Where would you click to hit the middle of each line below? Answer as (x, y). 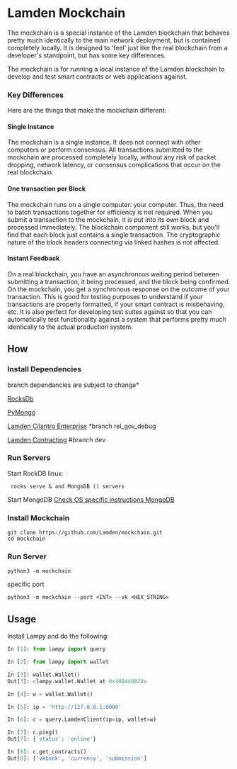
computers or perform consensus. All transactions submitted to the (105, 150)
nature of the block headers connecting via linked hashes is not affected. (114, 242)
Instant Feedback (34, 258)
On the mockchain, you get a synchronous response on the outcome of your (118, 289)
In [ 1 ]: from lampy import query (57, 649)
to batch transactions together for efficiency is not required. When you (110, 212)
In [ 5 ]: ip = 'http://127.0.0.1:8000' (64, 707)
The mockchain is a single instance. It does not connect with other (104, 142)
